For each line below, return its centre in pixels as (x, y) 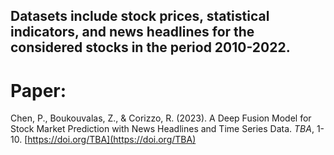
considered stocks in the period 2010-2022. (150, 47)
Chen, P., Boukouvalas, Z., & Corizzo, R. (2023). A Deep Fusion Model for (161, 118)
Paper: (38, 90)
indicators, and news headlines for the (132, 32)
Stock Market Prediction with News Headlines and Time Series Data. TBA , (162, 129)
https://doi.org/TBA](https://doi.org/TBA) (112, 140)
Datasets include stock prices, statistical (140, 16)
